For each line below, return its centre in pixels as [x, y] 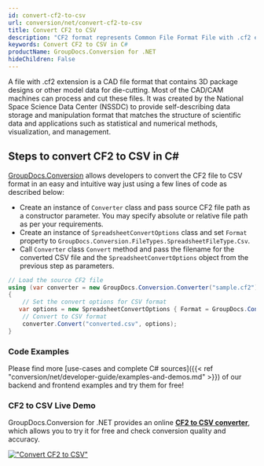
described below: [36, 192]
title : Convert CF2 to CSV [52, 30]
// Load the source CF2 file [56, 280]
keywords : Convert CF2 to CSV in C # [68, 45]
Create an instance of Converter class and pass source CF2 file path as [135, 207]
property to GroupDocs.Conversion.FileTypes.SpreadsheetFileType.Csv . [135, 240]
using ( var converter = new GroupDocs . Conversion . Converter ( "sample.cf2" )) [135, 288]
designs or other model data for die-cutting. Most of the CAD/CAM [116, 90]
